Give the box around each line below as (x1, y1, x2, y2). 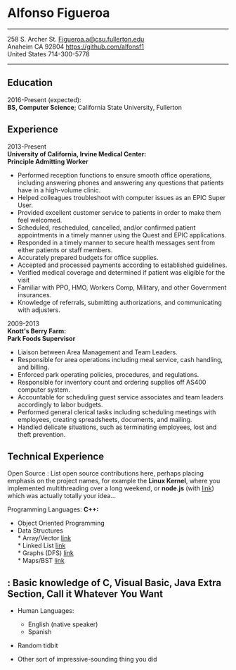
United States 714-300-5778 (7, 49, 90, 58)
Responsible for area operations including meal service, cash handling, (17, 355, 223, 364)
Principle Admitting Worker (7, 157, 89, 166)
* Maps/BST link (17, 557, 65, 565)
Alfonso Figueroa (7, 5, 110, 21)
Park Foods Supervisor (7, 334, 76, 342)
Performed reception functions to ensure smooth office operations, (17, 170, 212, 179)
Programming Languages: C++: (7, 505, 99, 514)
